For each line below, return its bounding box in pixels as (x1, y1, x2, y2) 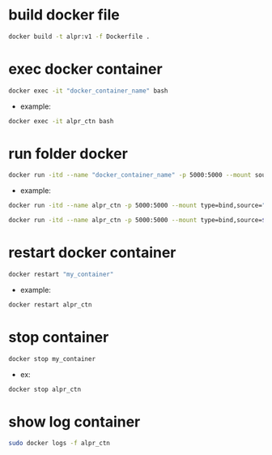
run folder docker (8, 144, 128, 163)
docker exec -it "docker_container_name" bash (8, 87, 168, 95)
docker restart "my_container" (8, 270, 114, 278)
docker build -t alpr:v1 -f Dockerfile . (8, 32, 151, 41)
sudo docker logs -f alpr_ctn (8, 440, 111, 448)
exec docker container (8, 60, 164, 78)
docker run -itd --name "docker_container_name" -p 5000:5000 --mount (8, 171, 252, 179)
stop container (8, 328, 109, 346)
